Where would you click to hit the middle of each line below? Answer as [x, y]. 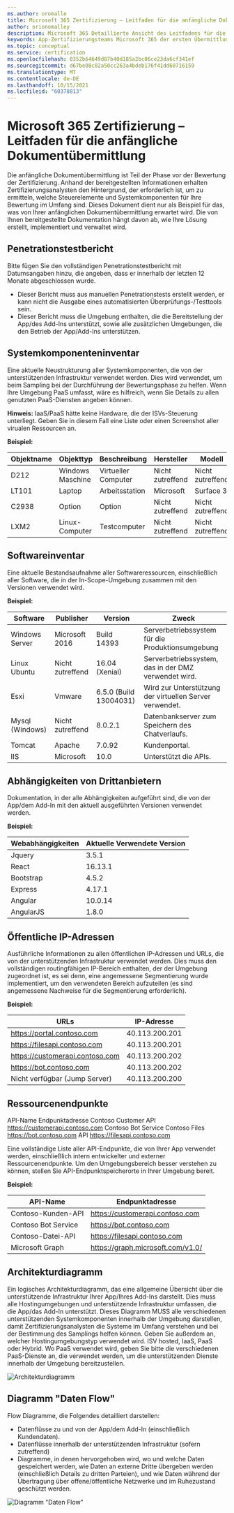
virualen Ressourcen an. [42, 428]
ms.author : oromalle [37, 14]
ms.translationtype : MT [42, 72]
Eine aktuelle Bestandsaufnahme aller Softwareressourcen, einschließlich [112, 573]
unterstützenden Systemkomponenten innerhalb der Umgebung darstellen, [115, 1319]
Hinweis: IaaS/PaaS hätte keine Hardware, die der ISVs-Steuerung [103, 413]
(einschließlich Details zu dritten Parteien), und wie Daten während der [119, 1473]
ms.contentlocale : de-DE [43, 79]
